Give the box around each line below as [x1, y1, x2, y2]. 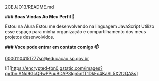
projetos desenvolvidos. [5, 34, 55, 40]
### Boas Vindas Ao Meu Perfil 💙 [5, 14, 75, 19]
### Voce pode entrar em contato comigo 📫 [5, 44, 99, 50]
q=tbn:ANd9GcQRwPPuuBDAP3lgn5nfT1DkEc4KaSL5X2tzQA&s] [5, 71, 138, 76]
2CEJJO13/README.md [5, 4, 54, 10]
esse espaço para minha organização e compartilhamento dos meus [5, 29, 146, 34]
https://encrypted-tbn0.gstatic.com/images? [11, 65, 103, 71]
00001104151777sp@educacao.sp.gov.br [5, 56, 89, 61]
